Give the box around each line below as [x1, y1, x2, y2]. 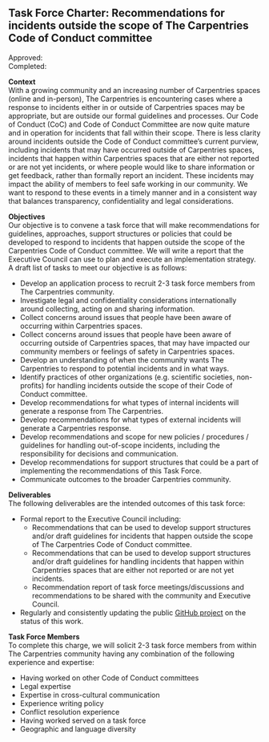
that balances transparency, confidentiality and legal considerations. [8, 196, 235, 205]
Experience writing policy [19, 698, 104, 708]
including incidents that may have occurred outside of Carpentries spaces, [8, 144, 255, 155]
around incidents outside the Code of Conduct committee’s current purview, [8, 136, 259, 146]
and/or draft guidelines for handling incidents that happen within [31, 557, 244, 566]
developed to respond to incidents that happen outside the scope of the [8, 237, 246, 247]
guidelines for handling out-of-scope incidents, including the [19, 440, 220, 450]
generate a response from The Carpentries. [19, 406, 164, 416]
